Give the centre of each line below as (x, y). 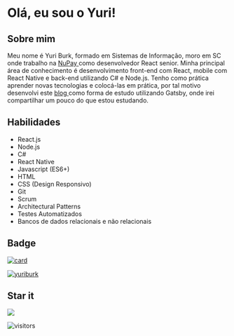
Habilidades (34, 122)
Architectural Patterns (49, 206)
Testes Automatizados (50, 214)
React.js (29, 139)
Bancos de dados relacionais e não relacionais (84, 221)
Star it (21, 296)
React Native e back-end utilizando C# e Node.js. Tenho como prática (108, 78)
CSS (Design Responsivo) (55, 184)
